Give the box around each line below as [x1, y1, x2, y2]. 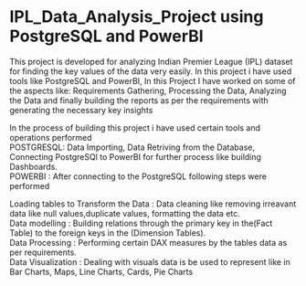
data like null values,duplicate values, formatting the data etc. [9, 207, 240, 218]
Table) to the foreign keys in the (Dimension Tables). [9, 227, 206, 238]
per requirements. [9, 247, 78, 258]
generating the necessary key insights [9, 104, 153, 115]
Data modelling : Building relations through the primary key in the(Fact [9, 217, 273, 228]
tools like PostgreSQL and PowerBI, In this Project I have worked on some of [9, 75, 296, 86]
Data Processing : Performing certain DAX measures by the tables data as [9, 237, 288, 248]
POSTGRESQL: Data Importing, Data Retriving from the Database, [9, 142, 256, 153]
